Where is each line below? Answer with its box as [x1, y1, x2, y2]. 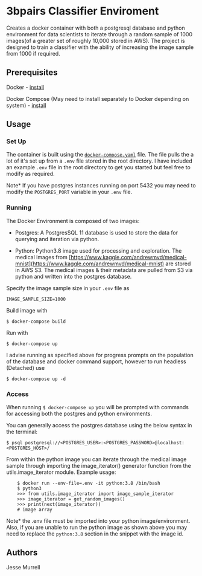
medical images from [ [14, 253, 71, 260]
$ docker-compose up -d [6, 376, 66, 382]
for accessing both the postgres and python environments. [6, 410, 153, 418]
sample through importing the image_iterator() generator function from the [6, 462, 191, 470]
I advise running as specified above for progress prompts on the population [6, 351, 194, 358]
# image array [17, 506, 52, 513]
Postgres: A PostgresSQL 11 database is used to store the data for [14, 228, 178, 236]
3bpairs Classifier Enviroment [6, 4, 159, 18]
